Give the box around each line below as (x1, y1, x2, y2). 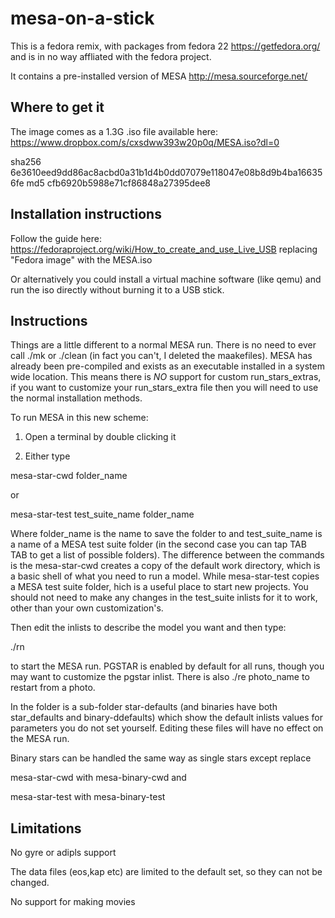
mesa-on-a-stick (10, 7, 155, 30)
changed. (10, 877, 50, 889)
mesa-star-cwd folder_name (10, 470, 128, 482)
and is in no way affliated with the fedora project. (10, 50, 212, 62)
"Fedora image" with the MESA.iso (10, 253, 153, 266)
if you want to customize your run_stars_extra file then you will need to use (10, 382, 319, 394)
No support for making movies (10, 896, 136, 908)
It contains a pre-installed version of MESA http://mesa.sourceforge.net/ (10, 70, 308, 82)
